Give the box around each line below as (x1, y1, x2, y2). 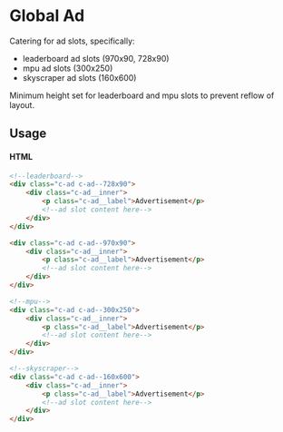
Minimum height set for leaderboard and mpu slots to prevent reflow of (9, 90, 275, 101)
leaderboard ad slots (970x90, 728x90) (22, 53, 170, 64)
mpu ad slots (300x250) (22, 63, 113, 74)
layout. (9, 99, 34, 110)
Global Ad (9, 5, 85, 26)
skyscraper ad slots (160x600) (22, 72, 137, 83)
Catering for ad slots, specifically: (9, 35, 135, 46)
